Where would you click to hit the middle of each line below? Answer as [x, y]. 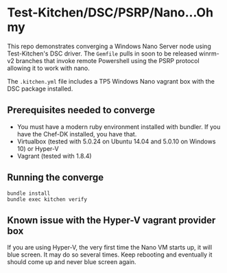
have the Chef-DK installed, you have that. [77, 134]
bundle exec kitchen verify [47, 199]
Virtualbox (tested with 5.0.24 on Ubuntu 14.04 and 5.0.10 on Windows [116, 141]
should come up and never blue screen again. [72, 262]
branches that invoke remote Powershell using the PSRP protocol [108, 60]
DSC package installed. [40, 88]
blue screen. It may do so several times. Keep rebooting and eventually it [110, 254]
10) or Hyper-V [38, 148]
